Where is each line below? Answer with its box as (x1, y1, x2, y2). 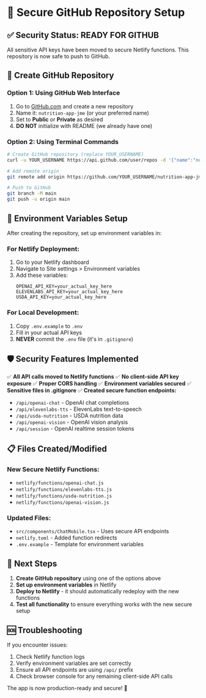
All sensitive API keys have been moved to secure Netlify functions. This (7, 46, 189, 53)
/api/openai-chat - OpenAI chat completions (15, 399, 130, 407)
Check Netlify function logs (15, 653, 85, 660)
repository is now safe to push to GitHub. (7, 53, 111, 60)
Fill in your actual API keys (15, 329, 82, 336)
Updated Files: (7, 514, 51, 522)
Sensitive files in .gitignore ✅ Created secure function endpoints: (7, 387, 177, 394)
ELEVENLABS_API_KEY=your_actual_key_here (15, 289, 123, 295)
